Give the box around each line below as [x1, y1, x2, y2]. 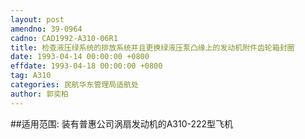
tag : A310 [10, 71, 52, 81]
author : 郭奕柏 [10, 89, 69, 99]
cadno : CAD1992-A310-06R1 [10, 33, 118, 43]
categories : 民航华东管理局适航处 [10, 80, 139, 90]
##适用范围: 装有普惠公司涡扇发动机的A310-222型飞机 [10, 117, 234, 130]
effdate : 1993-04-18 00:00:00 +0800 [10, 61, 163, 71]
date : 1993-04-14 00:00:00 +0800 [10, 52, 150, 62]
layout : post [10, 14, 65, 25]
